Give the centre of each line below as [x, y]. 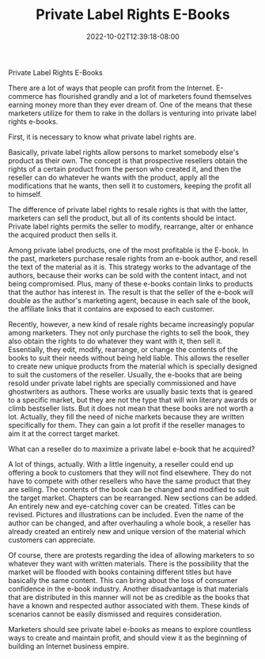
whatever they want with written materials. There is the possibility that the [129, 563]
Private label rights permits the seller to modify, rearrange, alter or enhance [131, 226]
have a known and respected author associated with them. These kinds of [129, 605]
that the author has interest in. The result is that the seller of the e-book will [131, 292]
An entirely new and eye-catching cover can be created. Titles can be [122, 506]
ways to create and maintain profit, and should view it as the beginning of [128, 638]
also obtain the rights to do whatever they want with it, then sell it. [115, 341]
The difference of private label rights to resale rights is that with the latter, [128, 209]
